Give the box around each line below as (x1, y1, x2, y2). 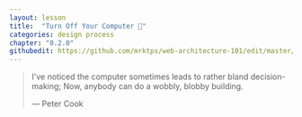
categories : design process (9, 30, 115, 39)
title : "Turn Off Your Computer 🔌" (9, 22, 147, 31)
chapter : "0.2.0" (9, 38, 75, 48)
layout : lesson (9, 13, 67, 22)
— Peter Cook (31, 98, 84, 109)
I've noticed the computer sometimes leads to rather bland (31, 71, 249, 82)
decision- (250, 71, 286, 82)
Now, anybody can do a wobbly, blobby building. (63, 81, 244, 92)
